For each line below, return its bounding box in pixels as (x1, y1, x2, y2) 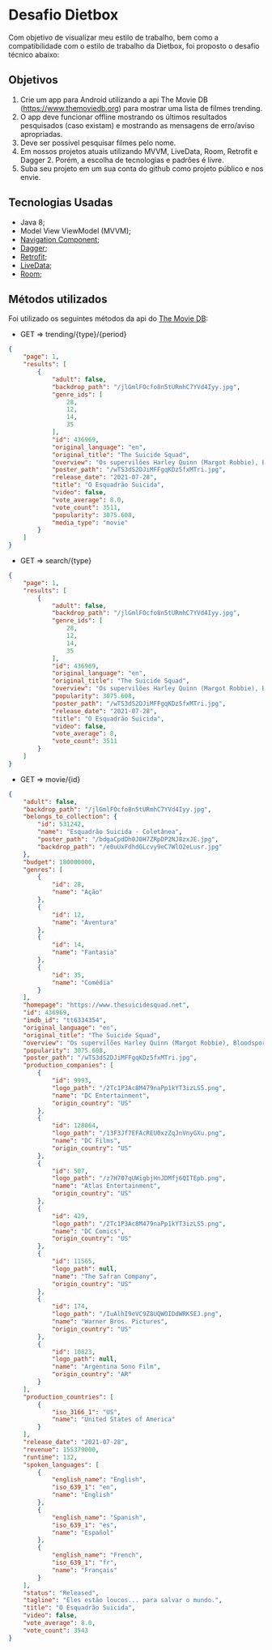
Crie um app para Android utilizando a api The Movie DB (19, 95, 208, 105)
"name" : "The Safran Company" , (51, 1272, 158, 1280)
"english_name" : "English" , (51, 1476, 147, 1484)
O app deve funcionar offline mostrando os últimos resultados (19, 112, 227, 122)
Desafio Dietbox (8, 6, 119, 24)
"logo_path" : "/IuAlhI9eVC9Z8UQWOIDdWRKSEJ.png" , (51, 1310, 223, 1319)
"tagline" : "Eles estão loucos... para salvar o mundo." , (23, 1597, 223, 1605)
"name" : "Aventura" (51, 918, 117, 926)
